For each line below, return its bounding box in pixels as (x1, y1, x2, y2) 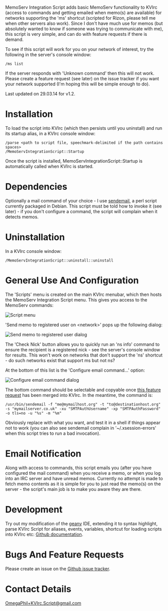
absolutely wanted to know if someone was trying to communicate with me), (5, 26, 163, 32)
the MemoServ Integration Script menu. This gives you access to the (5, 296, 147, 302)
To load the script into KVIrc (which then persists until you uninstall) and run (5, 125, 162, 131)
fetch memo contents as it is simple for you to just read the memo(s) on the (5, 481, 161, 487)
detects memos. (5, 214, 39, 220)
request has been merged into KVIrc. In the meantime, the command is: (5, 392, 153, 398)
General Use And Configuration (5, 275, 139, 286)
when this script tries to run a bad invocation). (5, 430, 101, 436)
